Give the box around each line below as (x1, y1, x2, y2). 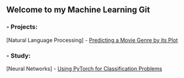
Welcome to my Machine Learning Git (6, 5, 150, 15)
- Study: (6, 51, 31, 59)
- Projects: (6, 23, 38, 31)
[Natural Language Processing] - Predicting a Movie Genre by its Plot (6, 36, 178, 44)
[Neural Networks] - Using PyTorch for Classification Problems (6, 65, 162, 72)
